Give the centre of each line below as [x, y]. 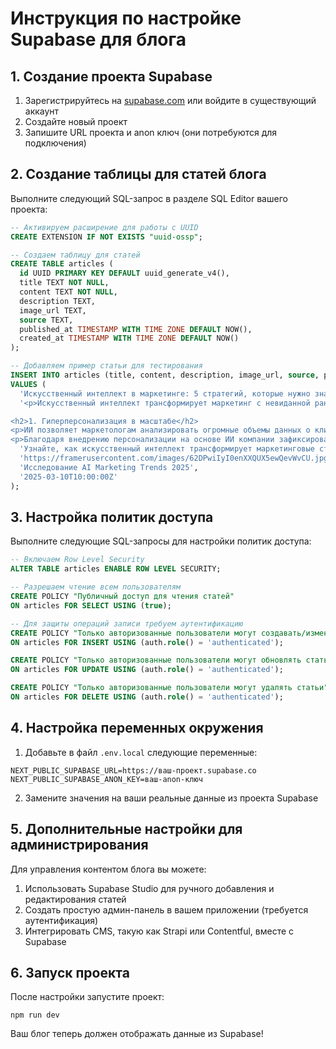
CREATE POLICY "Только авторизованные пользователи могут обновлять [156, 660]
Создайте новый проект [76, 121]
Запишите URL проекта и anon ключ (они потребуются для [151, 132]
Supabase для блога [98, 39]
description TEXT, [58, 301]
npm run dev [35, 1015]
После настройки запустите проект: [87, 997]
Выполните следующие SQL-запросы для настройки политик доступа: [161, 541]
